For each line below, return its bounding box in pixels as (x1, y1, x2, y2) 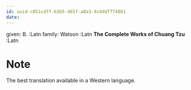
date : (6, 14, 20, 20)
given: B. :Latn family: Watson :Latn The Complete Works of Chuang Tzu (6, 30, 185, 37)
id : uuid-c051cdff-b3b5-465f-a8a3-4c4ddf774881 (6, 8, 126, 15)
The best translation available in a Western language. (6, 77, 136, 84)
